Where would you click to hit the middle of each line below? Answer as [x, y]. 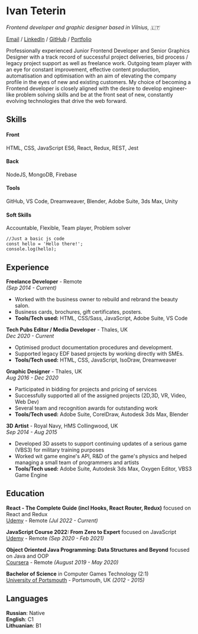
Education [25, 493]
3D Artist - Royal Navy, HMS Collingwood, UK [62, 426]
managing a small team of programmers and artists [77, 462]
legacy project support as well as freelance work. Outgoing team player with [99, 63]
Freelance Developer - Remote [44, 281]
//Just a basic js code [35, 239]
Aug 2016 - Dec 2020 [33, 378]
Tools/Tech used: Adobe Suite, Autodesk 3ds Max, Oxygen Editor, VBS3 [103, 468]
